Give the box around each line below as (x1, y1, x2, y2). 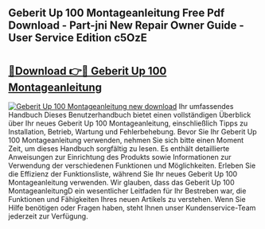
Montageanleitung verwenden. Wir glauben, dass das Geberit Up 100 (8, 178, 235, 187)
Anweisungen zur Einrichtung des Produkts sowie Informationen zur (8, 153, 232, 161)
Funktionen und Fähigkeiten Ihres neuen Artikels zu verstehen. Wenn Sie (8, 195, 246, 204)
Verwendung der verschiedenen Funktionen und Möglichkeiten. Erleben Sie (8, 161, 256, 170)
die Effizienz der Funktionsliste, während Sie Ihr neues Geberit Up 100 (8, 169, 238, 178)
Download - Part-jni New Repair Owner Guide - (8, 19, 244, 33)
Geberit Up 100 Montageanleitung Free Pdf (8, 6, 225, 20)
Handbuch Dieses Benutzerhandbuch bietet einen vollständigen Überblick (8, 111, 251, 119)
